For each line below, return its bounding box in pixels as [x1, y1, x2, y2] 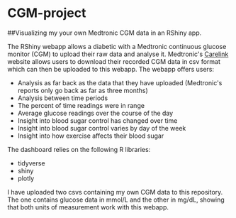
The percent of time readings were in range [17, 101, 145, 109]
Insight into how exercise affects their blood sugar [17, 131, 164, 140]
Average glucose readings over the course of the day [17, 109, 174, 117]
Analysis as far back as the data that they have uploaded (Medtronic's [17, 78, 223, 87]
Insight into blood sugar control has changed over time [17, 116, 178, 125]
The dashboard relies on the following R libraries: [7, 145, 151, 153]
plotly [17, 174, 35, 182]
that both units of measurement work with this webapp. [7, 202, 169, 211]
